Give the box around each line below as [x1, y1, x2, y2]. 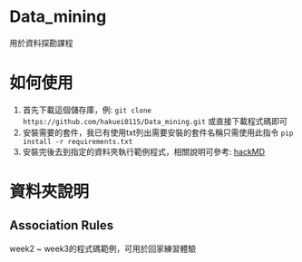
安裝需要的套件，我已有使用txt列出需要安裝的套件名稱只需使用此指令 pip [22, 127, 294, 138]
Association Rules [9, 218, 114, 233]
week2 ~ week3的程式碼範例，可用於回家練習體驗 [9, 243, 197, 254]
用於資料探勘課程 [9, 37, 73, 48]
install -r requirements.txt [22, 137, 133, 146]
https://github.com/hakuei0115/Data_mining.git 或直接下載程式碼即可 [22, 115, 287, 126]
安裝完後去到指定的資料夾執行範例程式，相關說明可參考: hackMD [22, 146, 266, 157]
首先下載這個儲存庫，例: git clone [22, 104, 152, 115]
